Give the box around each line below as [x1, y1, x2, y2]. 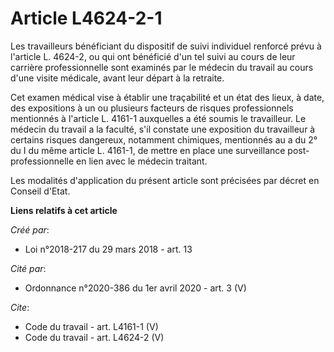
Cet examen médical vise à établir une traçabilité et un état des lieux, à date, [10, 91, 325, 103]
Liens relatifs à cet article [10, 204, 118, 216]
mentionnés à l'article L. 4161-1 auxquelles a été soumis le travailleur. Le [10, 112, 307, 124]
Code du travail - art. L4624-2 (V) [24, 331, 165, 343]
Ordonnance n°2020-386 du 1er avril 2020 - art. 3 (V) [24, 282, 247, 294]
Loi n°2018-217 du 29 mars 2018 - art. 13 [24, 243, 193, 255]
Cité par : [10, 262, 47, 274]
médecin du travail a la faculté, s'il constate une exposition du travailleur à [10, 123, 316, 135]
